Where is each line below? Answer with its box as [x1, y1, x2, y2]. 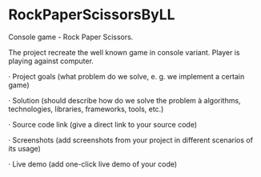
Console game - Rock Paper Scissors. [8, 32, 134, 42]
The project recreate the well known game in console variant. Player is [8, 47, 240, 57]
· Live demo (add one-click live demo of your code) [8, 159, 178, 169]
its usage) [8, 143, 42, 153]
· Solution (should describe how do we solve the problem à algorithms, [8, 95, 242, 105]
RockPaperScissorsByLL [8, 6, 175, 24]
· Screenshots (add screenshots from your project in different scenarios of [8, 135, 254, 145]
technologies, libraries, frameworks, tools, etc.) [8, 104, 164, 114]
